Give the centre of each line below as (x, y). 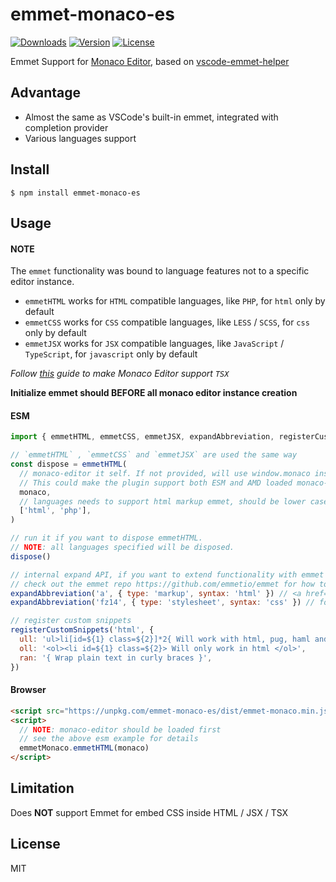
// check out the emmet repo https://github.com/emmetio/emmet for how (162, 584)
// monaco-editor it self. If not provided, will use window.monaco (165, 473)
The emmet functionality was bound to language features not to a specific (160, 271)
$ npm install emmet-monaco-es (75, 193)
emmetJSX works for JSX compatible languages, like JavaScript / (154, 344)
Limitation (42, 788)
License (35, 844)
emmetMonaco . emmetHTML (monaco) (84, 748)
